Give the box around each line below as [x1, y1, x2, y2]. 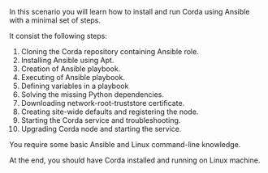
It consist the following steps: [9, 32, 108, 40]
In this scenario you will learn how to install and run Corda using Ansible [9, 7, 250, 16]
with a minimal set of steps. [9, 15, 101, 25]
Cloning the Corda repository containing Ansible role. [20, 47, 200, 56]
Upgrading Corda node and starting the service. [20, 124, 182, 133]
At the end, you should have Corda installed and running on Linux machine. [9, 155, 261, 165]
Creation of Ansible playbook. [20, 64, 121, 74]
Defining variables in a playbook [20, 81, 129, 91]
